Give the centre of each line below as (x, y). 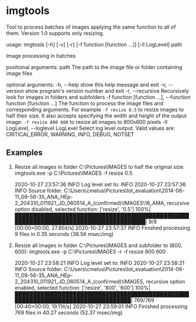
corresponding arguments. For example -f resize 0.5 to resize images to (95, 109)
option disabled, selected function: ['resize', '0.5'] (74, 209)
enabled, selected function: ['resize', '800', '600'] (74, 288)
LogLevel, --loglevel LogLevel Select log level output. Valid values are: (91, 128)
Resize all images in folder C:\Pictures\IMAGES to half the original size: (99, 167)
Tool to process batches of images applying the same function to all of (91, 27)
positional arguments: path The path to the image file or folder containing (94, 67)
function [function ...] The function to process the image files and (85, 103)
